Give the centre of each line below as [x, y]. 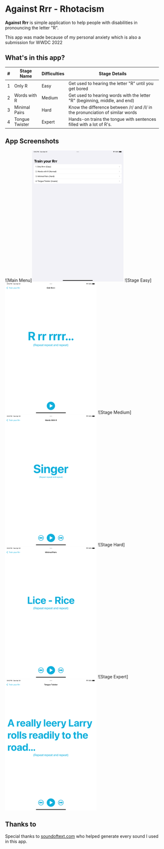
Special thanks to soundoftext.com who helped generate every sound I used [82, 836]
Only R [21, 86]
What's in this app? [35, 58]
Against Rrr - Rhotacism [55, 9]
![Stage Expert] [113, 677]
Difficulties [53, 73]
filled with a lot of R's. [90, 124]
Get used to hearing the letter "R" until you [111, 83]
